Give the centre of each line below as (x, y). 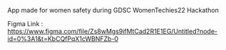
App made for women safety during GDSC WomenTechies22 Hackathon (113, 10)
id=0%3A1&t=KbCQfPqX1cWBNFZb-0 (63, 39)
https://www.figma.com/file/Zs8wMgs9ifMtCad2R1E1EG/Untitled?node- (112, 31)
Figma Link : (25, 24)
